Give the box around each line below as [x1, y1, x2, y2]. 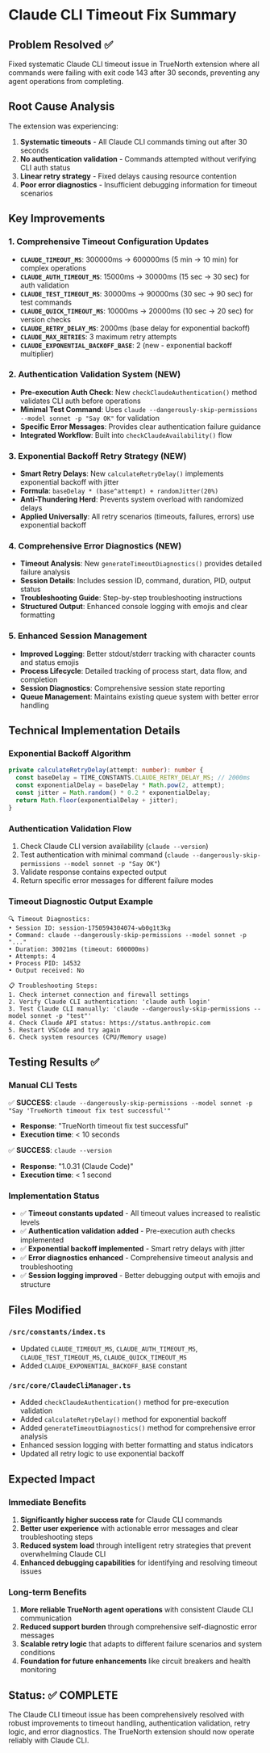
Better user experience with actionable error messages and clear [19, 1523, 239, 1532]
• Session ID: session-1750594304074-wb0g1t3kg [8, 924, 172, 932]
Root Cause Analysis [8, 99, 115, 114]
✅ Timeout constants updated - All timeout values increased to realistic [19, 1209, 260, 1218]
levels [19, 1217, 40, 1227]
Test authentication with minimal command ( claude [19, 850, 189, 860]
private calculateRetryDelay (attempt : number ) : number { [8, 766, 204, 775]
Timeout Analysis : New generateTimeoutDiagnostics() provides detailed [19, 559, 262, 569]
